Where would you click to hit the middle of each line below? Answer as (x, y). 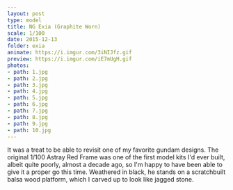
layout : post (26, 14)
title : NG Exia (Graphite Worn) (54, 26)
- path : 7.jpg (28, 111)
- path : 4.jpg (28, 91)
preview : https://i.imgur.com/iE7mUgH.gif (70, 59)
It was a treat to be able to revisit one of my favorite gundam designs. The (113, 150)
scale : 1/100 (26, 33)
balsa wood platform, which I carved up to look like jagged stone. (101, 180)
